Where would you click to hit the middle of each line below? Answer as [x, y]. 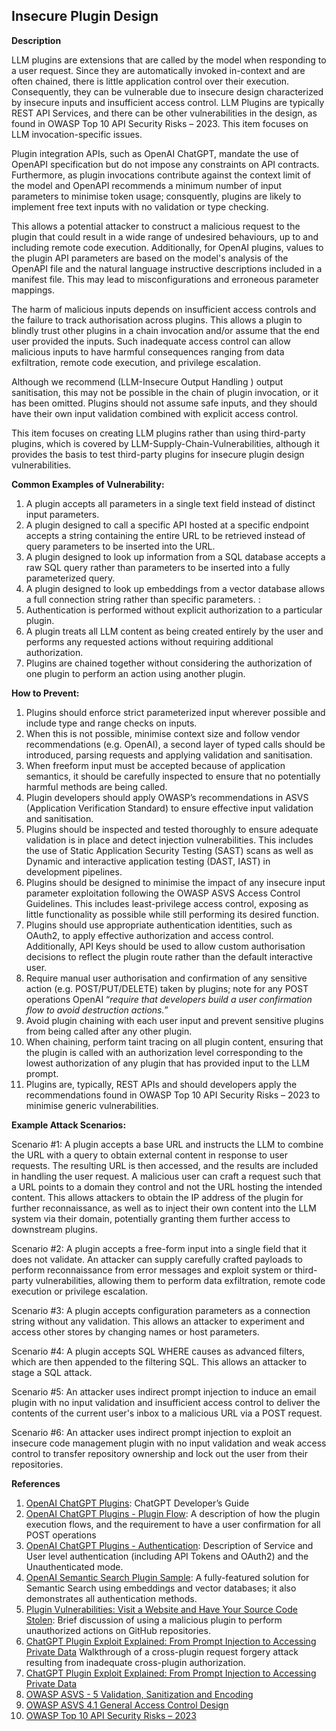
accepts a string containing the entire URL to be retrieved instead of [165, 535]
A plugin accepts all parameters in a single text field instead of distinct [170, 503]
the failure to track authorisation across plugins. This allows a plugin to [157, 320]
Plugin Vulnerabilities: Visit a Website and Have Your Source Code [161, 1609]
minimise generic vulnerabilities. [92, 1105]
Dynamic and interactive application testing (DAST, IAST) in [148, 861]
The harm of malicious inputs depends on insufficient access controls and [164, 309]
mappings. [33, 290]
